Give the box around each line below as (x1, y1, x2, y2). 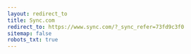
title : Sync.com (7, 17, 55, 24)
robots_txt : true (7, 36, 58, 43)
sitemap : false (7, 29, 52, 37)
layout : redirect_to (7, 10, 68, 18)
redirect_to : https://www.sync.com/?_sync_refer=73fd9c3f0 (7, 23, 185, 30)
